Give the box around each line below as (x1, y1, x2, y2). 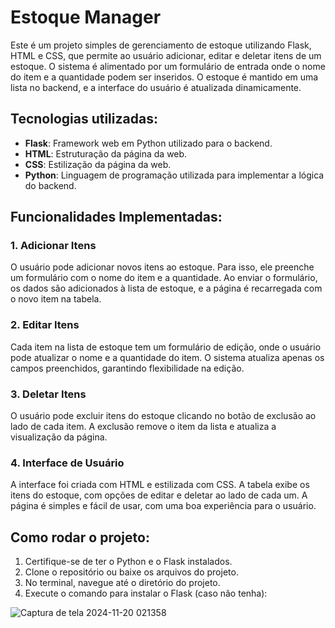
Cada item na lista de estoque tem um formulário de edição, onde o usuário (10, 341, 322, 353)
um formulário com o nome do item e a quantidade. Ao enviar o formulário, (10, 272, 318, 284)
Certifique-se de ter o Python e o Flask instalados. (24, 556, 233, 568)
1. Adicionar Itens (10, 239, 97, 253)
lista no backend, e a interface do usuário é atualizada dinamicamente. (10, 81, 302, 93)
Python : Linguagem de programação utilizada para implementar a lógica (24, 169, 325, 181)
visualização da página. (10, 431, 108, 443)
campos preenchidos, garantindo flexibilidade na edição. (10, 362, 245, 374)
